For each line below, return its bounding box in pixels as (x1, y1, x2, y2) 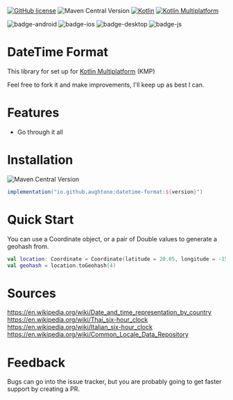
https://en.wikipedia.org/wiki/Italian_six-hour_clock (7, 323, 153, 331)
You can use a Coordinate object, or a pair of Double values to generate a (7, 234, 217, 243)
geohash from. (7, 242, 49, 250)
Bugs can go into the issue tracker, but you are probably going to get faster (7, 378, 222, 386)
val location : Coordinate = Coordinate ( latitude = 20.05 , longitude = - (7, 255, 222, 263)
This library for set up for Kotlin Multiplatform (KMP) (7, 67, 155, 76)
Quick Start (7, 211, 74, 227)
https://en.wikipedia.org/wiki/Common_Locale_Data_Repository (7, 330, 189, 339)
